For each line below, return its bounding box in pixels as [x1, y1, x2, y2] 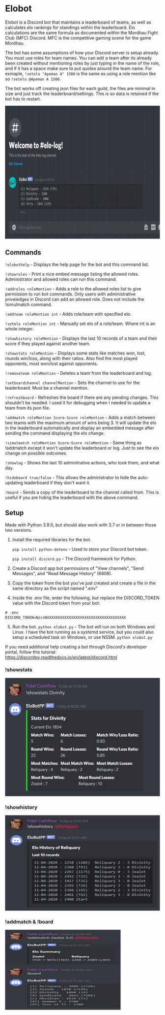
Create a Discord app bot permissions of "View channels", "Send [12, 565, 144, 571]
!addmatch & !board [5, 918, 54, 925]
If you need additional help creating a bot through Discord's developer [5, 644, 147, 650]
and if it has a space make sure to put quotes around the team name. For [5, 65, 152, 71]
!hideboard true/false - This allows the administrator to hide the [5, 474, 137, 480]
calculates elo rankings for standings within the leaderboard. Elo [5, 24, 135, 30]
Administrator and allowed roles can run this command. [5, 276, 117, 282]
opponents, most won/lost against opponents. [5, 360, 98, 366]
